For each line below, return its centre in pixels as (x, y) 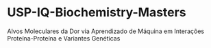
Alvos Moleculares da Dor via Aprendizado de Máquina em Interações (105, 31)
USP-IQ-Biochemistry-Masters (97, 13)
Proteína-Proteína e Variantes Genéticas (64, 38)
